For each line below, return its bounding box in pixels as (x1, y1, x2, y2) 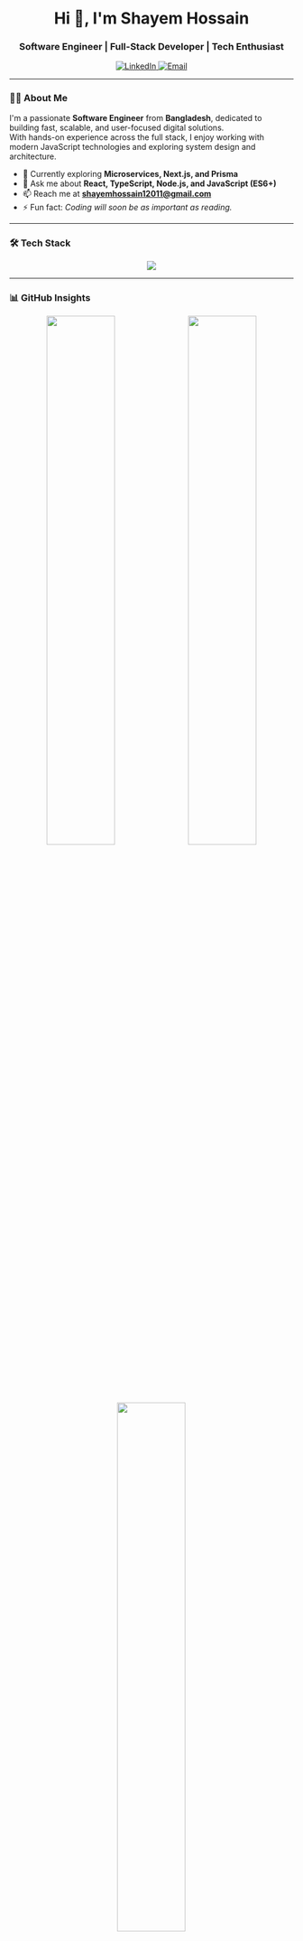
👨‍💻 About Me (9, 92, 68, 105)
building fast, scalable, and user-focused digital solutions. (9, 122, 225, 133)
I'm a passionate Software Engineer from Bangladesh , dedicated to (9, 112, 262, 123)
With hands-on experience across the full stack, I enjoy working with (9, 131, 264, 143)
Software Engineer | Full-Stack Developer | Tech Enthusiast (19, 41, 284, 53)
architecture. (9, 151, 57, 162)
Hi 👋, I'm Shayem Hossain (53, 8, 250, 29)
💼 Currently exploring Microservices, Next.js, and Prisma (22, 168, 239, 179)
